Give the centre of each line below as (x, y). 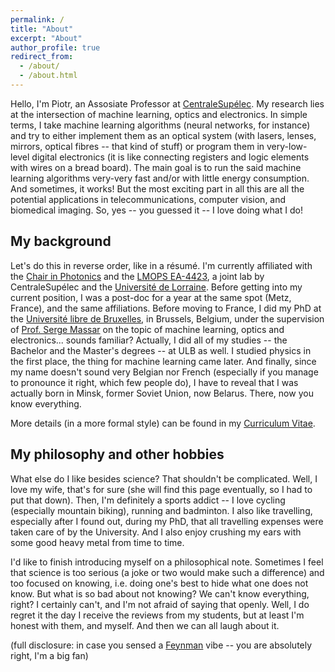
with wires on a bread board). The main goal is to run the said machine (156, 167)
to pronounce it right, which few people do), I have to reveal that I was (154, 382)
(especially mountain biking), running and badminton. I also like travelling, (161, 510)
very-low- (287, 146)
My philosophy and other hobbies (117, 454)
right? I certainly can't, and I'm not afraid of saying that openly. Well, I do (160, 604)
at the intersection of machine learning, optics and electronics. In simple (159, 114)
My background (61, 241)
